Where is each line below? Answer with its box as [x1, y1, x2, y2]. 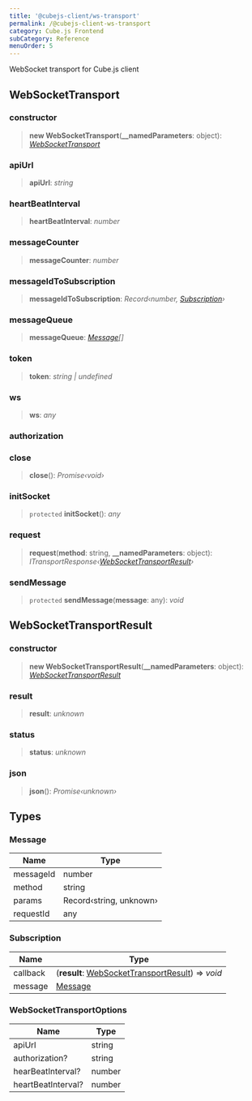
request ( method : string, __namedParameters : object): [28, 548, 213, 557]
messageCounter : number [28, 255, 120, 264]
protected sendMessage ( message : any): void [28, 596, 185, 604]
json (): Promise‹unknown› [28, 786, 117, 796]
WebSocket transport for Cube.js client [9, 64, 139, 74]
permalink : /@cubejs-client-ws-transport [9, 19, 152, 28]
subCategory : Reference [9, 34, 90, 43]
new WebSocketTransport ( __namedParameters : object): [28, 131, 222, 140]
